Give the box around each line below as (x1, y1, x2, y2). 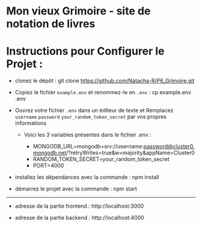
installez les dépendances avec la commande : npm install (14, 174, 159, 181)
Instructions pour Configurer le (6, 44, 165, 58)
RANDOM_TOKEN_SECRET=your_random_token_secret (32, 156, 170, 163)
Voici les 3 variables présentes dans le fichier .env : (23, 131, 151, 139)
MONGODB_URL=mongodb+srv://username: (32, 143, 144, 150)
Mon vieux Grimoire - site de (6, 4, 151, 18)
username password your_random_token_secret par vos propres (14, 113, 167, 121)
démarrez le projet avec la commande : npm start (14, 185, 137, 193)
